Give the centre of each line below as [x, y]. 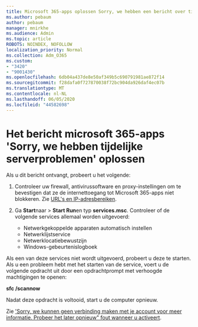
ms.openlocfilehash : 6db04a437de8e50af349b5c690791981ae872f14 [85, 77]
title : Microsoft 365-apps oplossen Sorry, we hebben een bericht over [96, 11]
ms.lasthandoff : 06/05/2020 [41, 99]
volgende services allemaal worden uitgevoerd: [72, 217]
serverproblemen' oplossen [76, 159]
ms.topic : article [29, 39]
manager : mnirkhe [27, 28]
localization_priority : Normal [44, 50]
